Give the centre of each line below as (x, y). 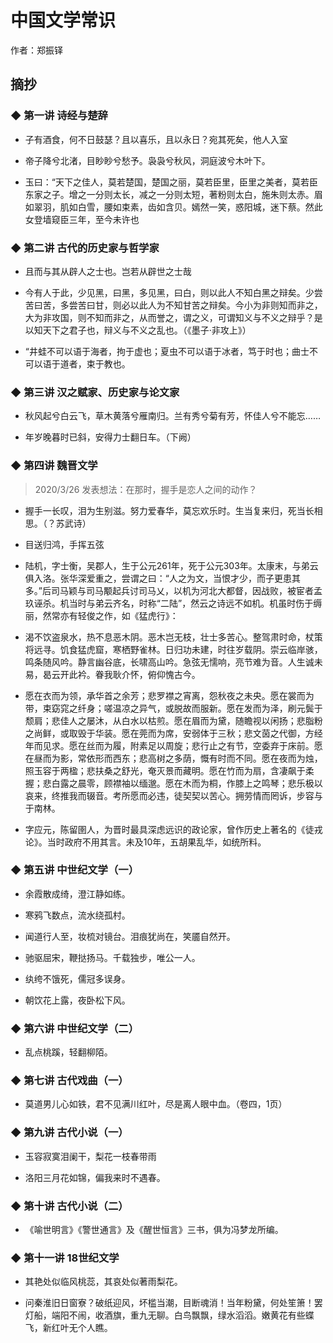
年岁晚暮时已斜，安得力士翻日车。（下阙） (110, 437)
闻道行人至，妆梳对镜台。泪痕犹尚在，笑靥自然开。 (130, 936)
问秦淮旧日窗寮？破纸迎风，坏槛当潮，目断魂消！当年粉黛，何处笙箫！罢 (173, 1303)
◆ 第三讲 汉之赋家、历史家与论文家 (95, 392)
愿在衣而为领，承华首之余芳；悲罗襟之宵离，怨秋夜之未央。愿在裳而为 (169, 695)
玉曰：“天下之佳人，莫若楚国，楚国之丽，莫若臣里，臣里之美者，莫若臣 (171, 182)
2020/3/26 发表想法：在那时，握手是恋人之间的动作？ (146, 489)
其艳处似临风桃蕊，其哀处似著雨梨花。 (103, 1282)
